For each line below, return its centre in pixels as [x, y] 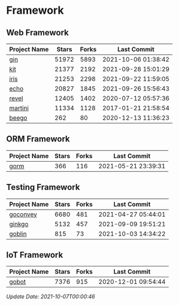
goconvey [23, 214]
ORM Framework [38, 139]
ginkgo [19, 224]
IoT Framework [35, 255]
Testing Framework [43, 187]
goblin [18, 234]
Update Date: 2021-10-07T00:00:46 [51, 296]
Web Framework [37, 33]
